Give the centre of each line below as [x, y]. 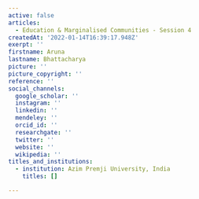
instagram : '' [38, 103]
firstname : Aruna [37, 52]
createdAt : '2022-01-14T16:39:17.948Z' [74, 37]
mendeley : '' [37, 118]
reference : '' [31, 81]
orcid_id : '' [37, 125]
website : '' [35, 147]
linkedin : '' [37, 111]
